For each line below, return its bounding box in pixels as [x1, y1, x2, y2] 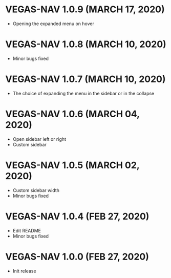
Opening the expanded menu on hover [12, 20, 95, 27]
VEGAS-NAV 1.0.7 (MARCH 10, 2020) [5, 73, 166, 85]
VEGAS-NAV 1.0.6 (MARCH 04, [5, 109, 140, 120]
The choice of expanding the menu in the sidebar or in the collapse [12, 90, 155, 96]
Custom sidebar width [12, 187, 60, 193]
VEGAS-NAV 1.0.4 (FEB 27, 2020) [5, 210, 149, 222]
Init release [12, 268, 37, 274]
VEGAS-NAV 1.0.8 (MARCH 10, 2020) [5, 38, 166, 50]
